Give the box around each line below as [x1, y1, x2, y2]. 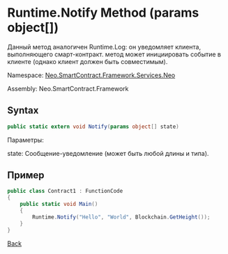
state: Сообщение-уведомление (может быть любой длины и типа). [7, 149, 209, 157]
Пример [7, 169, 45, 182]
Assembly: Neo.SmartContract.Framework [7, 84, 129, 93]
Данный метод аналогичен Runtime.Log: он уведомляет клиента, [7, 42, 202, 51]
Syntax [7, 104, 39, 116]
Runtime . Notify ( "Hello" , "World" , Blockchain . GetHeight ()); [32, 214, 211, 221]
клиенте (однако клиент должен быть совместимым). [7, 57, 168, 65]
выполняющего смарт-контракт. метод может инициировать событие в [7, 50, 222, 58]
